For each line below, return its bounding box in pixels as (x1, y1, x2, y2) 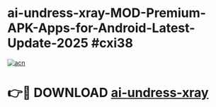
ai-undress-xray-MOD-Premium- (7, 5, 207, 21)
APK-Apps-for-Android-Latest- (7, 20, 195, 36)
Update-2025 (7, 35, 89, 51)
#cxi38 (91, 35, 133, 51)
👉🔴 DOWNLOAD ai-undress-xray (7, 85, 209, 101)
